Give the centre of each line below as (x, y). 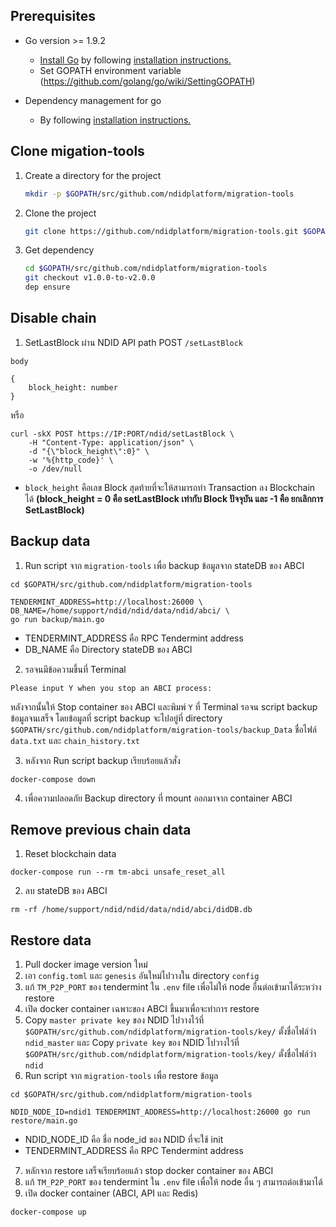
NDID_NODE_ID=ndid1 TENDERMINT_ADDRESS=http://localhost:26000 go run (160, 1112)
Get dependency (59, 250)
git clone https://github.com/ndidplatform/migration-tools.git (161, 231)
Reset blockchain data (70, 854)
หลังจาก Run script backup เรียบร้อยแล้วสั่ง (102, 760)
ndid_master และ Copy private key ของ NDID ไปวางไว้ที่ (132, 1043)
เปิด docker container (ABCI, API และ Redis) (111, 1193)
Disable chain (53, 318)
